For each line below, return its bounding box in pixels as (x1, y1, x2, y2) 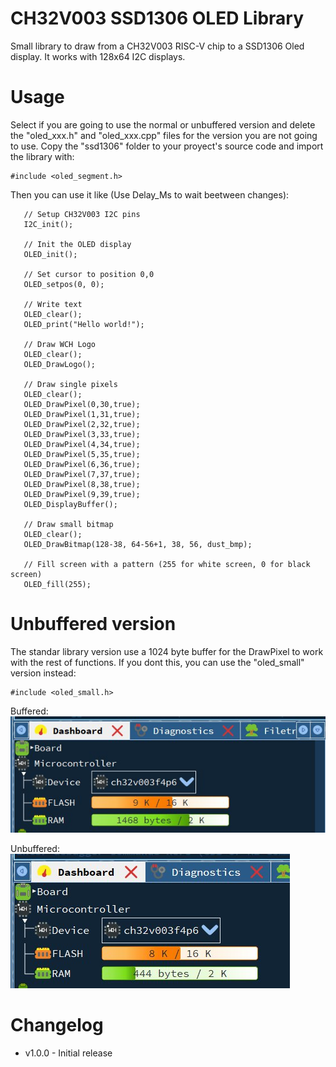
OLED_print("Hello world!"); (23, 319, 145, 329)
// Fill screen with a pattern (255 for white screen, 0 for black (23, 559, 311, 569)
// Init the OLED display (23, 239, 132, 249)
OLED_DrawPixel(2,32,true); (23, 419, 141, 429)
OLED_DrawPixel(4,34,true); (23, 439, 141, 449)
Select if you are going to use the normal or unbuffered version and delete (10, 118, 316, 131)
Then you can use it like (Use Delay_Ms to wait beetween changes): (10, 188, 290, 201)
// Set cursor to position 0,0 (23, 269, 155, 279)
